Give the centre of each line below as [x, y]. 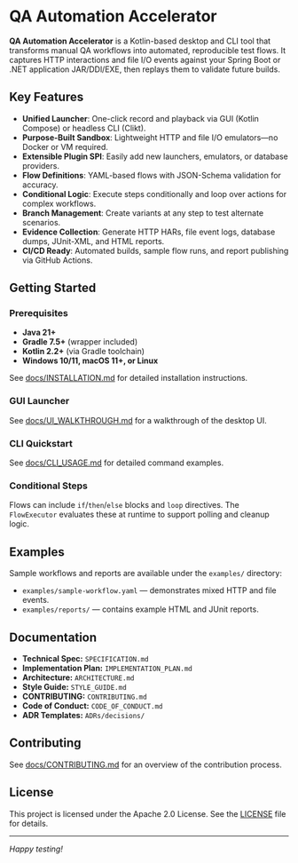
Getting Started [53, 288]
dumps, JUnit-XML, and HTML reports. [93, 241]
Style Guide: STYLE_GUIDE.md [74, 686]
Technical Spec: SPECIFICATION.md [85, 658]
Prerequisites [39, 313]
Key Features [47, 97]
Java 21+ [39, 333]
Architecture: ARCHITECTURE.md [78, 677]
